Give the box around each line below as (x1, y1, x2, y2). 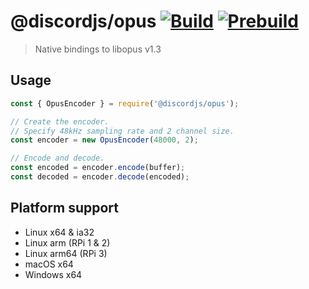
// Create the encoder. (10, 116, 110, 127)
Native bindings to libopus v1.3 (34, 43, 162, 55)
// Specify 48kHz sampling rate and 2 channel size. (10, 126, 235, 136)
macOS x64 (24, 258, 74, 270)
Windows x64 (24, 268, 83, 280)
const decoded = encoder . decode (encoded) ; (10, 172, 190, 182)
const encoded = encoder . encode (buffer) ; (10, 163, 186, 173)
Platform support (10, 200, 119, 217)
